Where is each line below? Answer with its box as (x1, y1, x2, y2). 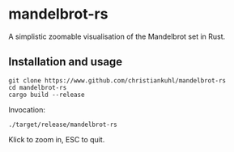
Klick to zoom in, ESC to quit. (8, 134, 105, 144)
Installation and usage (8, 55, 123, 69)
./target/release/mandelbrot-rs (8, 120, 117, 129)
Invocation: (8, 104, 46, 114)
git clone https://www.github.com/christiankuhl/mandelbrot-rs (8, 76, 227, 85)
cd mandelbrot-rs (8, 83, 67, 91)
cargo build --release (8, 91, 85, 99)
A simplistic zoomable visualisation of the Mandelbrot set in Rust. (8, 32, 226, 41)
